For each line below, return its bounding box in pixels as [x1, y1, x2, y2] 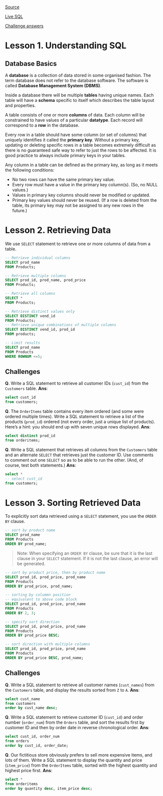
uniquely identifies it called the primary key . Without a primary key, [5, 137, 140, 143]
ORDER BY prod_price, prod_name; [5, 583, 73, 589]
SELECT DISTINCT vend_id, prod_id [5, 327, 75, 332]
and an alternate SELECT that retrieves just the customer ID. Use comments [5, 452, 154, 458]
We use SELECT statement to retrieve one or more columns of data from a [5, 241, 151, 247]
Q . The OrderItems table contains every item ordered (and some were [5, 408, 145, 414]
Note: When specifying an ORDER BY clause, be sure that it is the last [17, 550, 153, 556]
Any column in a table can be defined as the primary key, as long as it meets [5, 162, 158, 168]
